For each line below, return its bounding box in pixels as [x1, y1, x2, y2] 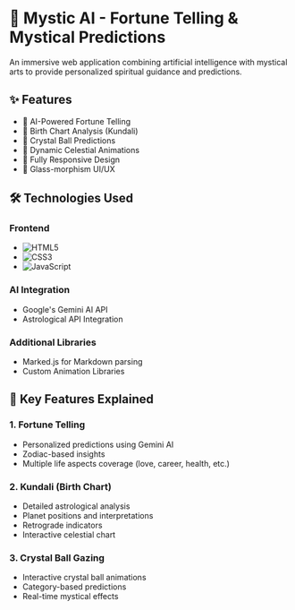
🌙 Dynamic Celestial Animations [21, 144, 140, 155]
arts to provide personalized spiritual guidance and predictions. [9, 66, 243, 77]
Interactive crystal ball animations [21, 572, 147, 583]
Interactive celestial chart [21, 529, 116, 540]
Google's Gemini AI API [21, 304, 109, 314]
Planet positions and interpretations [21, 511, 154, 521]
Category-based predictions [21, 581, 127, 592]
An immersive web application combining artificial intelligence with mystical [9, 56, 288, 67]
